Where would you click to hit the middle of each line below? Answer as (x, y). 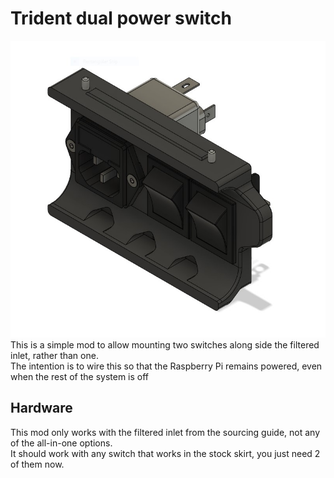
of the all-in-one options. (61, 443)
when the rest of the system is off (80, 377)
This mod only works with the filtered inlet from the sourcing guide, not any (165, 432)
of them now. (37, 464)
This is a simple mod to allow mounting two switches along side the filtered (165, 345)
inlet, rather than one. (54, 356)
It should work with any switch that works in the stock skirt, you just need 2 (165, 453)
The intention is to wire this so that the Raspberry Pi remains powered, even (166, 366)
